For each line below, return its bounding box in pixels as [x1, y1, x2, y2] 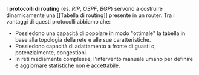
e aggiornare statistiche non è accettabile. [15, 62, 120, 69]
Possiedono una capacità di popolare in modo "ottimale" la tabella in [15, 30, 186, 37]
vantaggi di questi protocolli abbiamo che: [6, 18, 111, 25]
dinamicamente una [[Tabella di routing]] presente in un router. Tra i [6, 11, 175, 19]
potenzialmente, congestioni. [15, 49, 88, 56]
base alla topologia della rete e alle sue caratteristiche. [15, 36, 151, 43]
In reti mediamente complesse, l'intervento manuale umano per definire [15, 56, 194, 62]
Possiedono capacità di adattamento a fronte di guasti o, [15, 42, 156, 50]
